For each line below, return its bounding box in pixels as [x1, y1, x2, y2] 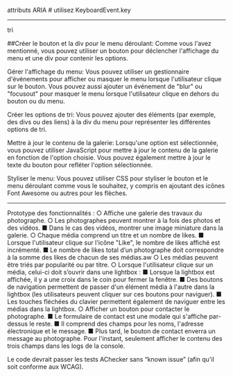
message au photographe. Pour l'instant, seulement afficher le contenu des [7, 335, 223, 342]
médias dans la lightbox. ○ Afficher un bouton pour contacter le [7, 305, 190, 313]
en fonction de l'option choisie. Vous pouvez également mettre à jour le [7, 153, 212, 162]
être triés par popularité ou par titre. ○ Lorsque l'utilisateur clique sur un [7, 260, 214, 269]
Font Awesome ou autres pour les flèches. [7, 189, 128, 197]
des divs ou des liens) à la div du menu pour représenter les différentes [7, 118, 211, 126]
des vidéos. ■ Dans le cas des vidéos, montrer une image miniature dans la [7, 224, 223, 232]
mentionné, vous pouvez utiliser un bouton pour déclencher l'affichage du [7, 47, 219, 55]
